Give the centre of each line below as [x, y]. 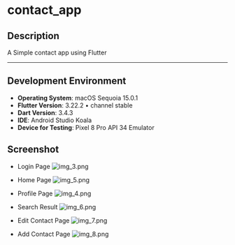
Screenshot [33, 150]
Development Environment [67, 81]
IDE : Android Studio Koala [55, 120]
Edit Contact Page [43, 220]
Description [33, 36]
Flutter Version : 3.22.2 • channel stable [75, 105]
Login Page [34, 166]
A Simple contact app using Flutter [57, 52]
